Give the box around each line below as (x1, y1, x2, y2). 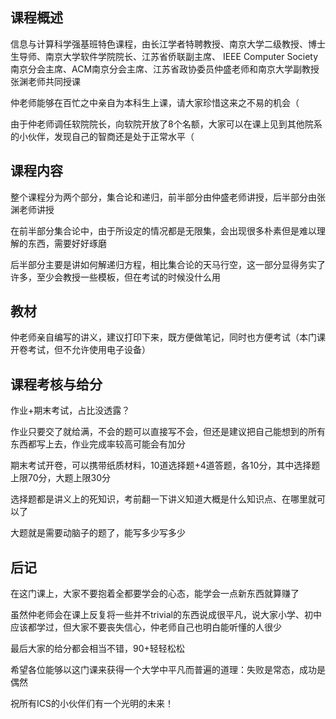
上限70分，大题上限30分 (10, 472, 112, 484)
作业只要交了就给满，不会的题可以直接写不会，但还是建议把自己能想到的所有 (10, 426, 326, 438)
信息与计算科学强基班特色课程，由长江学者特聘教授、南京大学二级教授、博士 (10, 38, 326, 50)
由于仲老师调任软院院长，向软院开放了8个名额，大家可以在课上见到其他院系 (10, 118, 323, 130)
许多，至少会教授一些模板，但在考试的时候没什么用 (10, 271, 221, 283)
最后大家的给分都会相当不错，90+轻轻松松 (10, 643, 185, 655)
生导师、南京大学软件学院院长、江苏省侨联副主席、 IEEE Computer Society (10, 50, 319, 62)
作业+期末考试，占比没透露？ (10, 404, 131, 417)
